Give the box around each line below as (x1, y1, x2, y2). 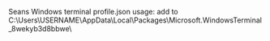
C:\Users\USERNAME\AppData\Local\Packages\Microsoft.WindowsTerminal (8, 15, 262, 25)
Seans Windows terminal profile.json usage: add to (8, 7, 178, 16)
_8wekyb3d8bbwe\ (8, 24, 72, 33)
